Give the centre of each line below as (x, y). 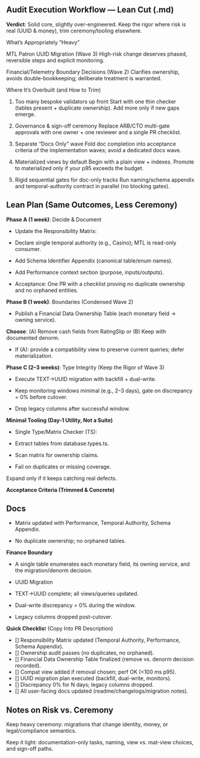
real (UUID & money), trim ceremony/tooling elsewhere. (74, 31)
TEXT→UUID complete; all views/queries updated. (77, 594)
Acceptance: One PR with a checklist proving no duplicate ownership (100, 283)
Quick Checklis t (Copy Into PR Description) (60, 629)
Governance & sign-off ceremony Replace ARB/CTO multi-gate (92, 126)
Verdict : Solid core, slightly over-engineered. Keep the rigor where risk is (96, 24)
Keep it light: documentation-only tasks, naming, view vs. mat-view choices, (100, 742)
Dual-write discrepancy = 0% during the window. (75, 605)
